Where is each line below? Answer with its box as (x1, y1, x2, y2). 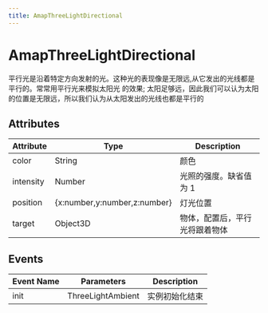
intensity (12, 176, 45, 188)
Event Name (12, 276, 60, 287)
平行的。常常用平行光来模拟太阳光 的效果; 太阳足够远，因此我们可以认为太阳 (8, 83, 259, 93)
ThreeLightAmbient (67, 291, 140, 302)
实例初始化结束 (147, 291, 203, 302)
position (12, 197, 42, 208)
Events (8, 252, 44, 266)
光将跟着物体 (179, 224, 229, 236)
